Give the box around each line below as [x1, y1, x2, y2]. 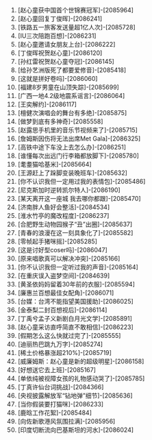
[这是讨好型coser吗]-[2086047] [17, 246, 108, 254]
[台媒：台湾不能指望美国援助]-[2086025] [17, 297, 134, 305]
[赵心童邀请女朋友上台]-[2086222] [17, 40, 116, 48]
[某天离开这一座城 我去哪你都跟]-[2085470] [17, 195, 141, 202]
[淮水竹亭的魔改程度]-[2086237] [17, 212, 110, 219]
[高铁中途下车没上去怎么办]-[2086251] [17, 143, 126, 151]
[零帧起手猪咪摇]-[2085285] [17, 237, 98, 245]
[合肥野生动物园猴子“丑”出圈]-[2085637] [17, 220, 133, 228]
